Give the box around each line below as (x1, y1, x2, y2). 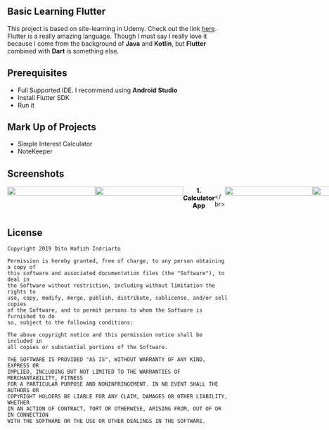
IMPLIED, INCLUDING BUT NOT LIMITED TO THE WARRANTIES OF (7, 369, 181, 376)
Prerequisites (7, 67, 67, 80)
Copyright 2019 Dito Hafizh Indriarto (7, 246, 121, 253)
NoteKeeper (17, 147, 53, 156)
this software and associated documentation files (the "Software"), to (7, 270, 225, 277)
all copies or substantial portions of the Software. (7, 344, 169, 351)
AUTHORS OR (7, 387, 39, 394)
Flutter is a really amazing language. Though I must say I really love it (7, 32, 207, 40)
